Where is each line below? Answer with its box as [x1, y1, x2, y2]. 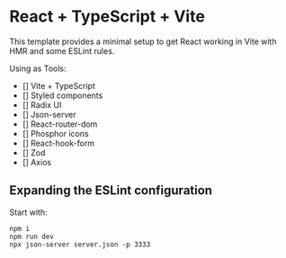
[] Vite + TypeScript [22, 80, 96, 91]
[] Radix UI [22, 99, 62, 110]
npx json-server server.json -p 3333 [9, 240, 151, 249]
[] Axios [22, 156, 52, 167]
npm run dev [9, 232, 54, 241]
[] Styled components [22, 90, 103, 101]
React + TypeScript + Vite [9, 6, 205, 27]
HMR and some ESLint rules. [9, 45, 115, 56]
